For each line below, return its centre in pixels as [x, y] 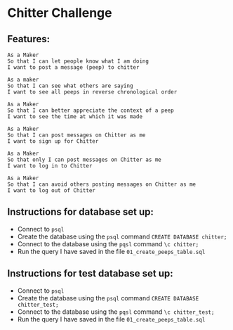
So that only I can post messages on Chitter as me [84, 160]
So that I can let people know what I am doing [78, 61]
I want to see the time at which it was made [75, 117]
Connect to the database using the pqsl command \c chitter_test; [116, 312]
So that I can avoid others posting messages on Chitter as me [102, 184]
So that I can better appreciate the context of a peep [91, 110]
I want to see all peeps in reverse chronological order [92, 92]
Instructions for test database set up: [90, 273]
